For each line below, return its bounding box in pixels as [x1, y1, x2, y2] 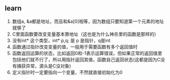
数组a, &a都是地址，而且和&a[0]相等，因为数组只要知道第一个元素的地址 [12, 18, 164, 24]
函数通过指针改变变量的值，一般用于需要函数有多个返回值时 [12, 43, 138, 50]
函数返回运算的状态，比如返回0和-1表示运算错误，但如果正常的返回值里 [12, 50, 162, 56]
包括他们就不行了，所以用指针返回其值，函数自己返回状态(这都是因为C [12, 56, 161, 63]
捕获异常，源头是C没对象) [16, 63, 71, 69]
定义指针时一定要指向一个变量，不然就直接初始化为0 [12, 69, 123, 75]
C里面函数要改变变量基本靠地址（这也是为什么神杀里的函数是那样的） [12, 31, 159, 37]
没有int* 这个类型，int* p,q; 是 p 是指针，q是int [12, 37, 111, 43]
